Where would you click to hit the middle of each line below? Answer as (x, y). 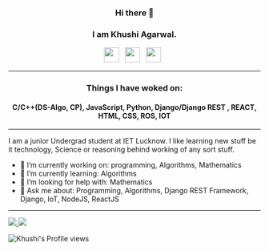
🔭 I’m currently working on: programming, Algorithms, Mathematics (130, 165)
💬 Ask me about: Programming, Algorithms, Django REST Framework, (134, 191)
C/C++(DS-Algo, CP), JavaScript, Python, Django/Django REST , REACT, (134, 107)
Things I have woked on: (134, 88)
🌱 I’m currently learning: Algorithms (78, 174)
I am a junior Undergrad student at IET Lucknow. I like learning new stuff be (132, 141)
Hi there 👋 (134, 13)
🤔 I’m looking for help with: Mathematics (86, 182)
